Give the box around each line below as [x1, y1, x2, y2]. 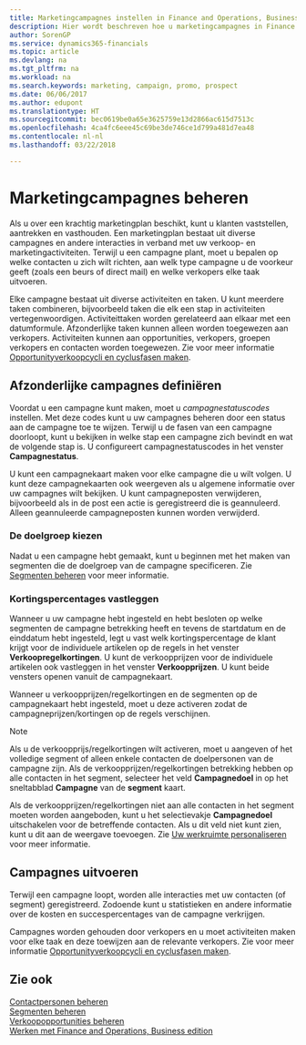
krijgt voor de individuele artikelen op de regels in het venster [9, 642, 240, 653]
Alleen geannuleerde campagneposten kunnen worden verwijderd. [9, 507, 260, 517]
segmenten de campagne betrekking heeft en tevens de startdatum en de [9, 623, 287, 634]
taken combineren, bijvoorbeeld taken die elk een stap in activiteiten [9, 302, 266, 314]
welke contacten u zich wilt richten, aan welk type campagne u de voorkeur [9, 256, 293, 267]
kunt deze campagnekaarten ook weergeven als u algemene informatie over [9, 477, 296, 488]
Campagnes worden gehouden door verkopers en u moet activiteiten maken [9, 926, 296, 937]
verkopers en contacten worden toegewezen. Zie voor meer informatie [9, 342, 275, 353]
